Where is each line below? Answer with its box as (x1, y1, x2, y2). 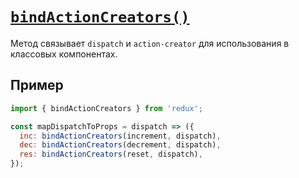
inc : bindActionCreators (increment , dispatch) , (19, 131, 222, 141)
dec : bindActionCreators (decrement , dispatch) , (19, 140, 222, 150)
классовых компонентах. (10, 48, 118, 60)
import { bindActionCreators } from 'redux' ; (10, 103, 203, 113)
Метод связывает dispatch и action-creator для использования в (10, 37, 290, 49)
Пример (10, 77, 64, 94)
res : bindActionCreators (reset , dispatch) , (19, 149, 203, 160)
